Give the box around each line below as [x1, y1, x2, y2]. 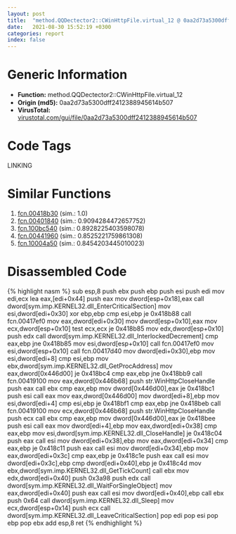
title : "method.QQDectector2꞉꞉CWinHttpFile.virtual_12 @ [7, 17, 181, 24]
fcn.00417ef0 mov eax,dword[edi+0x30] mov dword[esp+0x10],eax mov [7, 317, 218, 325]
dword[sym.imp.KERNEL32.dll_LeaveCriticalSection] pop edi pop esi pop [7, 511, 219, 519]
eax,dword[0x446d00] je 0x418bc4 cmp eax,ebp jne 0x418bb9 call [7, 369, 202, 377]
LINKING [7, 161, 33, 170]
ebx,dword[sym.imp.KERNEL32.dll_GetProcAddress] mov [7, 362, 173, 370]
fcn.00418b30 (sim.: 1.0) [17, 209, 88, 217]
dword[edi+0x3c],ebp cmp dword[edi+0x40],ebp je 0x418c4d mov [7, 459, 202, 467]
